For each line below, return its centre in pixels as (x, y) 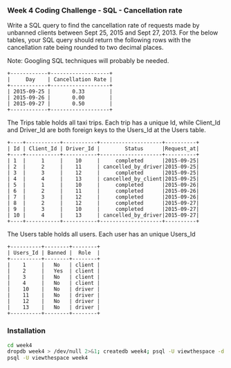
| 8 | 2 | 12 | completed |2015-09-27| (103, 203)
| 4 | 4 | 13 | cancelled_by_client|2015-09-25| (103, 179)
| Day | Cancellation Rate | (60, 80)
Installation (27, 331)
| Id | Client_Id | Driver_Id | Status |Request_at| (103, 149)
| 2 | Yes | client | (54, 271)
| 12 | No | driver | (54, 302)
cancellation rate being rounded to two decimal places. (85, 48)
